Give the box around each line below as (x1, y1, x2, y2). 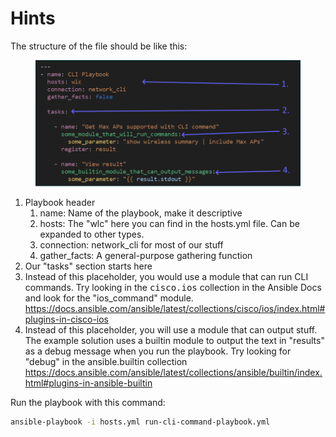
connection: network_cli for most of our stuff (39, 239, 224, 251)
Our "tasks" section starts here (24, 260, 153, 272)
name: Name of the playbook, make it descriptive (39, 207, 243, 219)
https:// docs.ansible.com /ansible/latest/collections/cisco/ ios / (24, 303, 278, 315)
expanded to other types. (39, 228, 145, 241)
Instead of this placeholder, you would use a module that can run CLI (24, 271, 309, 283)
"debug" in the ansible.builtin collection (24, 356, 188, 368)
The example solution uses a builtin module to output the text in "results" (24, 335, 325, 347)
